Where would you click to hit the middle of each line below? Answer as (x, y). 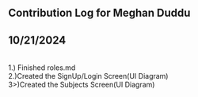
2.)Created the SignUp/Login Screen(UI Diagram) (88, 76)
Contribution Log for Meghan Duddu (99, 13)
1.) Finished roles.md (42, 68)
